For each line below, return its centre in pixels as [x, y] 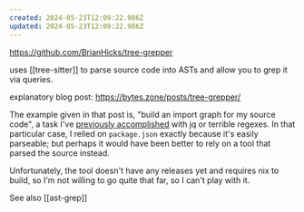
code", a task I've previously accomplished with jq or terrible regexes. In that [152, 124]
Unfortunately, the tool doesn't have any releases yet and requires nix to [144, 170]
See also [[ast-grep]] [49, 198]
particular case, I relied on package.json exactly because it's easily [134, 133]
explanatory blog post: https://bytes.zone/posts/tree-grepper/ [125, 97]
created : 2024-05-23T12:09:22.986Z [77, 18]
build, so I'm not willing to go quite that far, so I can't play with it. [130, 180]
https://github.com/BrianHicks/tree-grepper [91, 52]
